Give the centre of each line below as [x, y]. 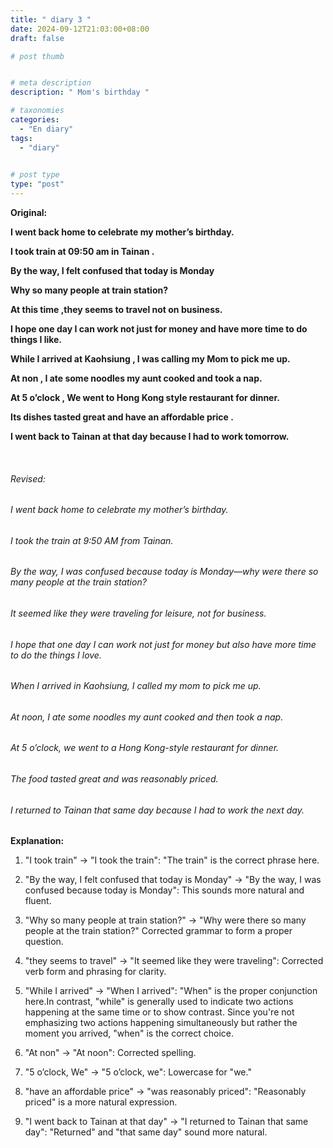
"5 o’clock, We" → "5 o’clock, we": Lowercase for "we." [138, 1072]
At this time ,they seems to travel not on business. [116, 309]
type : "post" [37, 184]
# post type [35, 175]
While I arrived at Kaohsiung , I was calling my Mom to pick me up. [150, 359]
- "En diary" [46, 129]
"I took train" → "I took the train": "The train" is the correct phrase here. [172, 860]
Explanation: [37, 841]
